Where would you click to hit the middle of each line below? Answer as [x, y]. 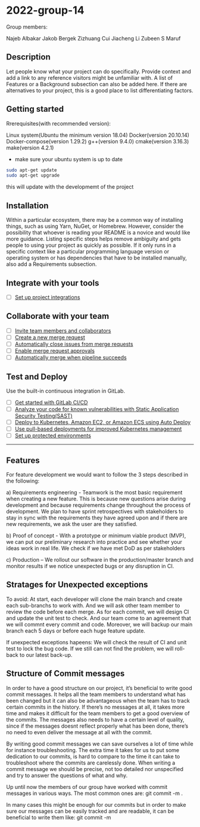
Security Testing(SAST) [43, 416]
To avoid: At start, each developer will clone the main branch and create [94, 599]
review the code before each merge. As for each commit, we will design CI [98, 612]
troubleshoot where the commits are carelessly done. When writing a [91, 763]
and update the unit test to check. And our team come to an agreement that [99, 618]
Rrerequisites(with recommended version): [59, 123]
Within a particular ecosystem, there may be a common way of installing [95, 220]
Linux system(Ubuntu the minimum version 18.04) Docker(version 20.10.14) [98, 135]
